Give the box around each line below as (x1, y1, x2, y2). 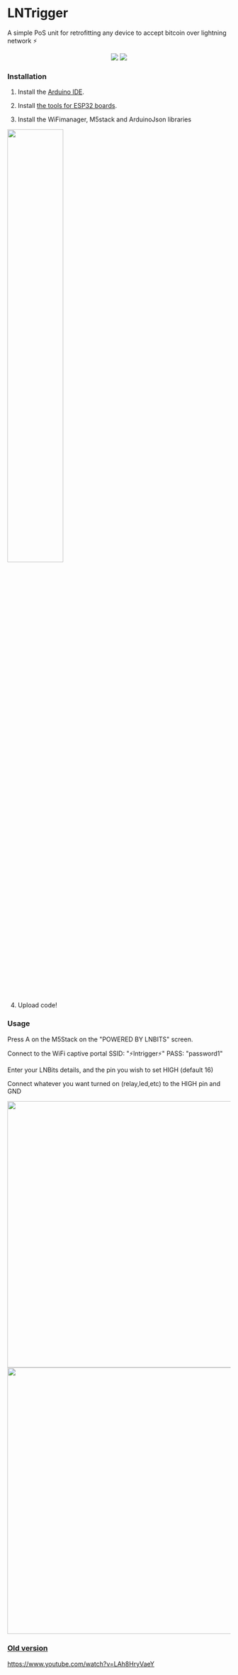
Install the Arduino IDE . (17, 87, 85, 97)
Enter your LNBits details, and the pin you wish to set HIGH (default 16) (7, 1066, 214, 1074)
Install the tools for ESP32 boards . (17, 102, 118, 110)
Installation (7, 71, 47, 81)
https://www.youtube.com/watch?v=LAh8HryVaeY (7, 1659, 154, 1668)
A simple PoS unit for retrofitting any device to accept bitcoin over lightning (7, 28, 227, 37)
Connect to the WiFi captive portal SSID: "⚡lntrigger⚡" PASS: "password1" (7, 1049, 223, 1058)
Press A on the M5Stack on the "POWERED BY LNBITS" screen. (7, 1035, 193, 1044)
